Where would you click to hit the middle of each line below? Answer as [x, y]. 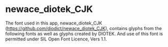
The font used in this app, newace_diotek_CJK [54, 23]
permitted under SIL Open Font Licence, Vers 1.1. [56, 39]
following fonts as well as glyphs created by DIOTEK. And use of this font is [84, 33]
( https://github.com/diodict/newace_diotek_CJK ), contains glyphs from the [83, 28]
